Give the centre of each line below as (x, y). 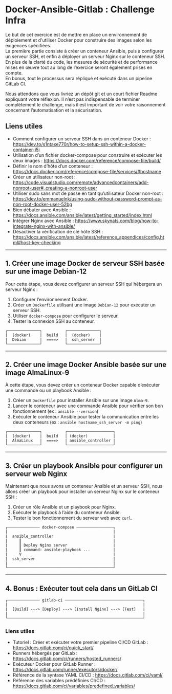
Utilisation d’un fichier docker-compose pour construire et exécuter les (87, 155)
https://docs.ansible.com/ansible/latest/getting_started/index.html (82, 215)
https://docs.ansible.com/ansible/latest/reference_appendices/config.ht (89, 237)
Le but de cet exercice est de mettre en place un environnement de (76, 34)
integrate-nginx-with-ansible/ (44, 226)
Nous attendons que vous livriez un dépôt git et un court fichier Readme (81, 94)
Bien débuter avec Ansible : (42, 210)
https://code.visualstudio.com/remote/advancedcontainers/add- (81, 182)
